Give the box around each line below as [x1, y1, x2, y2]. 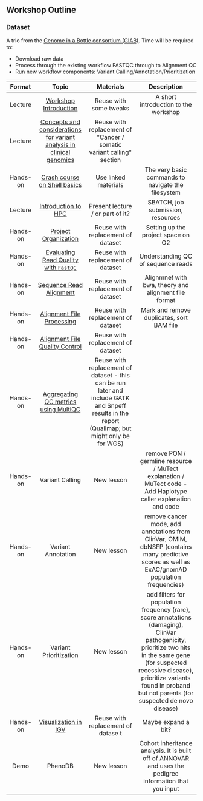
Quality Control [39, 342, 82, 351]
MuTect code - [144, 479, 187, 488]
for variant [45, 133, 76, 141]
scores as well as [141, 558, 190, 566]
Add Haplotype [144, 487, 187, 495]
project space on [141, 231, 190, 239]
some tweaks [91, 104, 130, 112]
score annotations [140, 613, 192, 621]
